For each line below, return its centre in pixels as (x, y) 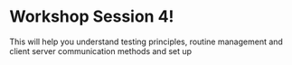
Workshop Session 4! (92, 17)
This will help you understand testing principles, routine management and (146, 42)
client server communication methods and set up (101, 51)
